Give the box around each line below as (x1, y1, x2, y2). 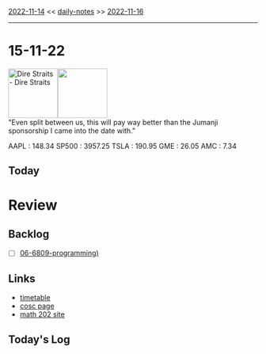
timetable (19, 293, 51, 303)
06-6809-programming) (19, 249, 99, 258)
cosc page (19, 301, 55, 311)
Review (8, 196, 58, 214)
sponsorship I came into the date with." (8, 126, 136, 135)
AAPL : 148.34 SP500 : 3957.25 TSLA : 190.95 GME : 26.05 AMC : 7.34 (8, 141, 237, 150)
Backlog (8, 227, 50, 241)
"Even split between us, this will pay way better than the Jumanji (8, 117, 218, 127)
